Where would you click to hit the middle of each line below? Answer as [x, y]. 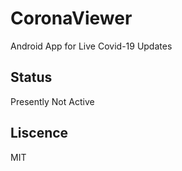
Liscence [39, 133]
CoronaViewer [71, 18]
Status [31, 77]
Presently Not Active [52, 101]
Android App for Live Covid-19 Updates [91, 46]
